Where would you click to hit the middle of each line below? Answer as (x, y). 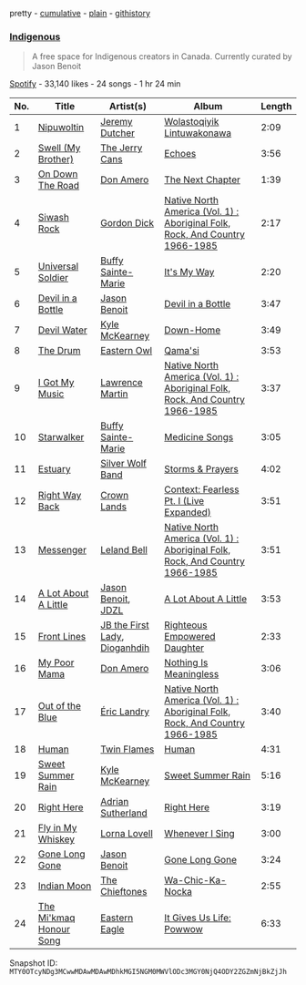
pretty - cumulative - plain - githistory (80, 13)
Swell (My (59, 148)
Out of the (60, 706)
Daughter (184, 648)
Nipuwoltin (61, 128)
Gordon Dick (127, 223)
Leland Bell (124, 550)
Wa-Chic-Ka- (195, 880)
